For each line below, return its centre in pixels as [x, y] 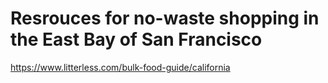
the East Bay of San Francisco [136, 39]
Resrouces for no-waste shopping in [165, 18]
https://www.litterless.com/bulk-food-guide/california [120, 67]
